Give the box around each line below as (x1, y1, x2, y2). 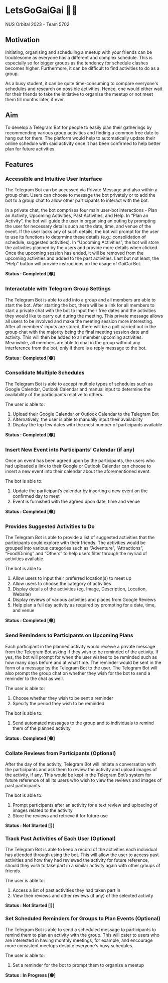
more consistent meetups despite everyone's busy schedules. (5, 942, 134, 948)
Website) (12, 591, 31, 597)
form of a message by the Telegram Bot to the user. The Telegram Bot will (5, 664, 158, 671)
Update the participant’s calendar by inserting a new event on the (12, 488, 148, 494)
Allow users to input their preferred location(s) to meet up (12, 575, 132, 581)
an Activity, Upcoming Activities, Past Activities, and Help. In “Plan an (5, 212, 149, 218)
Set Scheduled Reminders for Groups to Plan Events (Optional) (5, 915, 160, 922)
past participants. (5, 783, 42, 789)
